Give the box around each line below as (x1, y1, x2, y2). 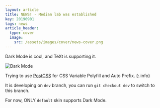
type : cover (9, 30, 35, 35)
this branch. (5, 88, 30, 94)
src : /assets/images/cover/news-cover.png (14, 40, 103, 45)
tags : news (5, 21, 28, 26)
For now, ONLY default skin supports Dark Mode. (5, 97, 107, 103)
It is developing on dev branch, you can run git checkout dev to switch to (5, 82, 155, 88)
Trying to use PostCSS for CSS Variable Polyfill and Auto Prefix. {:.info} (5, 73, 151, 79)
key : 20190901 (5, 16, 35, 21)
